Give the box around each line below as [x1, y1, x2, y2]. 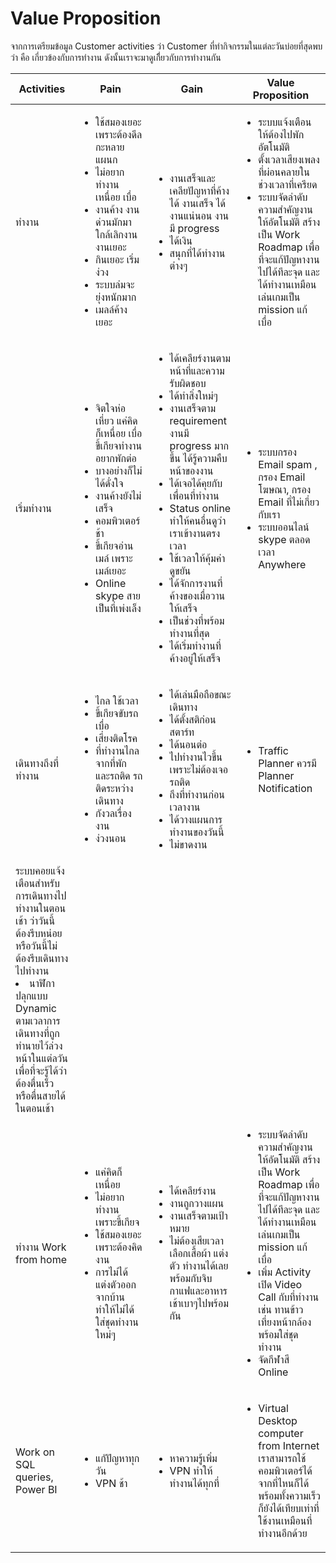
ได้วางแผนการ [169, 812, 223, 826]
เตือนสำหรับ [15, 876, 60, 890]
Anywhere [258, 557, 307, 571]
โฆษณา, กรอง [258, 482, 312, 496]
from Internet [258, 1438, 320, 1452]
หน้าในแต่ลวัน [15, 1051, 68, 1065]
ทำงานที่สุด [169, 626, 210, 640]
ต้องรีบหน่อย [15, 926, 63, 940]
